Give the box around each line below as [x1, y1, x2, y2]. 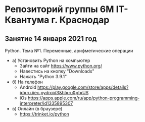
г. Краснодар [51, 14, 110, 26]
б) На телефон [12, 79, 43, 85]
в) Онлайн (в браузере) [12, 106, 63, 111]
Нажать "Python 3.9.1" [19, 74, 67, 79]
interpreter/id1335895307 [19, 100, 73, 106]
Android [19, 84, 36, 90]
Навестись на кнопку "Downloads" [19, 68, 94, 74]
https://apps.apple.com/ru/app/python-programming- [28, 95, 140, 101]
